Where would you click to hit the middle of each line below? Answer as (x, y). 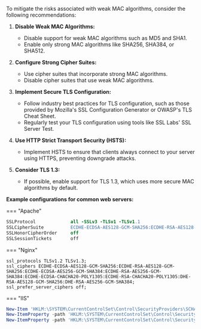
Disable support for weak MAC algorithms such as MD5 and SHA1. (105, 38)
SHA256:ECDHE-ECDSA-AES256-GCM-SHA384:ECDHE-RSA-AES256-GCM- (84, 271)
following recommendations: (41, 15)
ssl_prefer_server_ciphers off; (46, 287)
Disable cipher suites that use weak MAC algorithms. (89, 80)
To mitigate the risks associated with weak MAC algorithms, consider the (96, 9)
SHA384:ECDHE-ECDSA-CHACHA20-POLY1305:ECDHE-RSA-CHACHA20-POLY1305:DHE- (99, 276)
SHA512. (34, 51)
